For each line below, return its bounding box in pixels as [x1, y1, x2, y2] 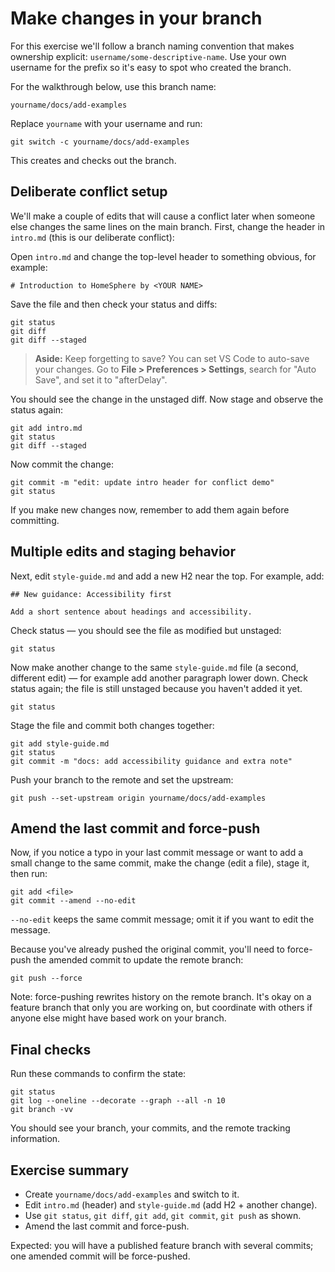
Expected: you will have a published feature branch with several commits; [10, 1240, 314, 1251]
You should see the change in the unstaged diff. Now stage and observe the [10, 393, 324, 405]
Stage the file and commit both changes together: [10, 719, 215, 731]
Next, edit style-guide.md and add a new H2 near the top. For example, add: [10, 570, 325, 582]
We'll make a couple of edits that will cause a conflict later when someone [10, 210, 316, 222]
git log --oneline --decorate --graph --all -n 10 [10, 1096, 226, 1106]
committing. [10, 514, 60, 526]
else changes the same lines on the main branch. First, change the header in [10, 220, 326, 232]
